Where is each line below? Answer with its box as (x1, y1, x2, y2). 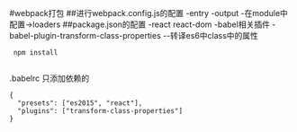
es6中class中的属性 (185, 31, 259, 40)
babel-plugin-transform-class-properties (9, 31, 162, 40)
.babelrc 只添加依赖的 (9, 73, 90, 84)
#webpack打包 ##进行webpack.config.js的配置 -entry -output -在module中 (9, 8, 288, 18)
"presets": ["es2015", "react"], (17, 99, 143, 108)
